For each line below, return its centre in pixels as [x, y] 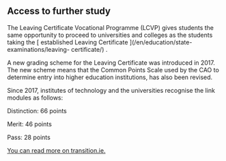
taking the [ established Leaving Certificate [68, 42]
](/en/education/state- [161, 42]
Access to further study [59, 11]
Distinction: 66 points [37, 111]
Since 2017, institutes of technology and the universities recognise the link [111, 90]
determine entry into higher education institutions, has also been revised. [110, 77]
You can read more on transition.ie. [56, 150]
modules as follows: [35, 98]
